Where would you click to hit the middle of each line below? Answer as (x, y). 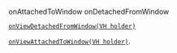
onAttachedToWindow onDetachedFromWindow (89, 12)
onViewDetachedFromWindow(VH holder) (72, 26)
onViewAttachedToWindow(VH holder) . (70, 41)
